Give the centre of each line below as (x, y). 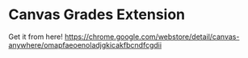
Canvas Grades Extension (97, 15)
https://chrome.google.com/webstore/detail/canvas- (152, 37)
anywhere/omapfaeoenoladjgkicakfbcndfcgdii (85, 44)
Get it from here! (36, 37)
